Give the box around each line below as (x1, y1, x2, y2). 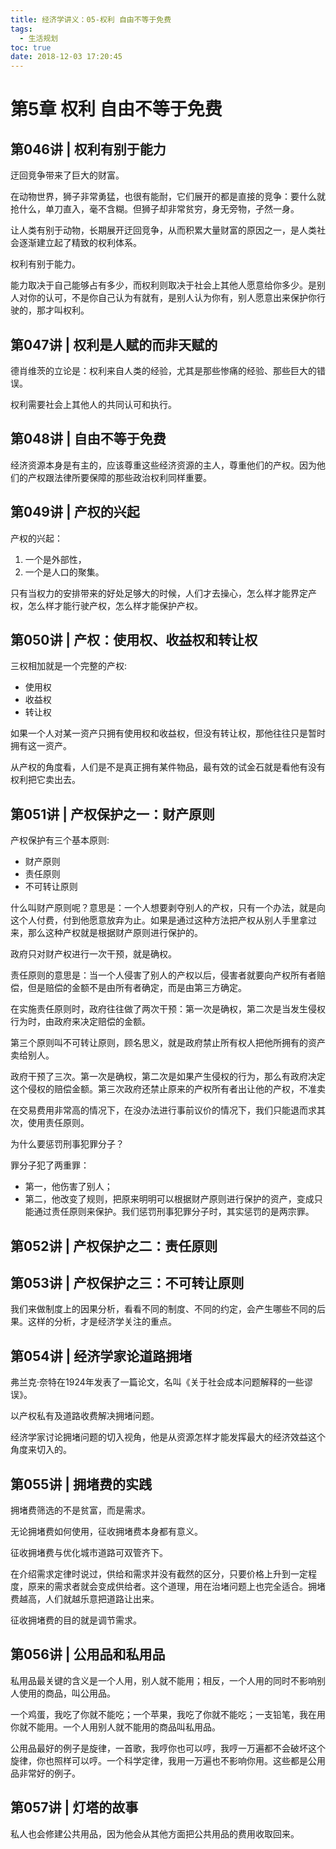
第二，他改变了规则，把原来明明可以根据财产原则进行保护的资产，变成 (24, 1193, 315, 1205)
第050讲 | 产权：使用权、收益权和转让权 (10, 631, 258, 648)
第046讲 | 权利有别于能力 (10, 141, 167, 158)
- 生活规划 (19, 33, 59, 43)
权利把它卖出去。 (10, 774, 81, 786)
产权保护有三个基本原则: (10, 834, 110, 846)
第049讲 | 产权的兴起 (10, 504, 140, 521)
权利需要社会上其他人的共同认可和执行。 (10, 398, 177, 410)
